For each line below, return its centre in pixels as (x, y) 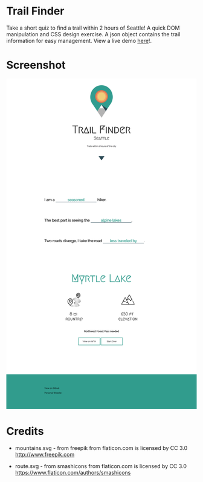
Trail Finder (35, 11)
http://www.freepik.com (45, 454)
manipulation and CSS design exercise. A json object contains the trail (93, 34)
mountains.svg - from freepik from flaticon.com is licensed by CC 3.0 (101, 448)
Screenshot (36, 65)
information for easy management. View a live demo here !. (79, 40)
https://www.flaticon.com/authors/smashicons (73, 472)
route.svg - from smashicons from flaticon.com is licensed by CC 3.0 (101, 466)
